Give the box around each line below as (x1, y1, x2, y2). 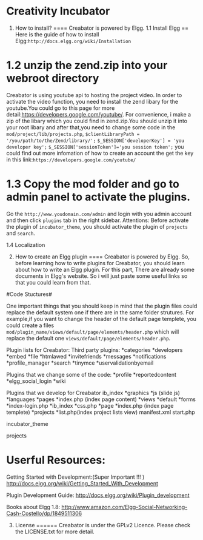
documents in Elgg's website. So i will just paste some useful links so (15, 272, 188, 280)
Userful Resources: (6, 453, 106, 467)
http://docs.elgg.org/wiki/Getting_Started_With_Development (6, 479, 159, 487)
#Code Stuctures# (6, 290, 53, 298)
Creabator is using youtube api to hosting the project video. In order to (6, 91, 182, 98)
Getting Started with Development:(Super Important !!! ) (6, 473, 145, 481)
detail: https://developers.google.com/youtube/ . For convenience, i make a (6, 110, 191, 118)
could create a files (6, 322, 55, 329)
